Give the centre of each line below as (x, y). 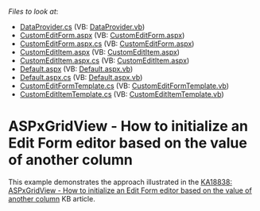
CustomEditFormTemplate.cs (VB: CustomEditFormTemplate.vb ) (124, 86)
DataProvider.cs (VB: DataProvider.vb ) (82, 27)
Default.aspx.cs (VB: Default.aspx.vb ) (81, 77)
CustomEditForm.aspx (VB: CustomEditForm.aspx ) (102, 35)
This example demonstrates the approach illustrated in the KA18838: (120, 182)
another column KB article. (52, 198)
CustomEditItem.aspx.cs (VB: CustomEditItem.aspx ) (105, 60)
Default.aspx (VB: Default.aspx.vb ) (76, 69)
